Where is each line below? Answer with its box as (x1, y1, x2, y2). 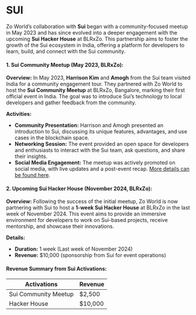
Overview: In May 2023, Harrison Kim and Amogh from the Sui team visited (6, 74, 191, 81)
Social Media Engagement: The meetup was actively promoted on (14, 159, 176, 166)
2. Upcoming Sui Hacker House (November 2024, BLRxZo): (6, 185, 153, 192)
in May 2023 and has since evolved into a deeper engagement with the (6, 29, 177, 36)
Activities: (6, 111, 32, 118)
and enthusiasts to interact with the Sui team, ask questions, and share (14, 147, 185, 154)
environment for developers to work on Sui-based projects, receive (6, 217, 168, 224)
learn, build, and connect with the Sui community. (6, 47, 126, 54)
